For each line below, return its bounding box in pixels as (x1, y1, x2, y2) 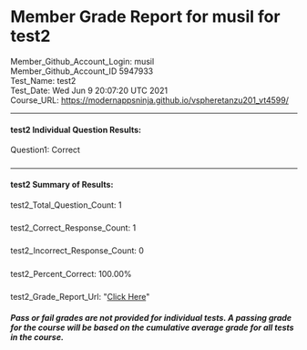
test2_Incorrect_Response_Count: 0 (10, 245, 145, 256)
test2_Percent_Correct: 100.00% (10, 268, 132, 279)
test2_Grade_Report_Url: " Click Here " (10, 292, 150, 303)
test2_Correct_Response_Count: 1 (10, 222, 137, 233)
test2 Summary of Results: (10, 180, 114, 190)
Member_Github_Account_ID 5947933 (10, 66, 154, 77)
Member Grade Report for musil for (10, 6, 281, 27)
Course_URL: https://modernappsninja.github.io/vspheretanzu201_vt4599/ (10, 94, 290, 106)
